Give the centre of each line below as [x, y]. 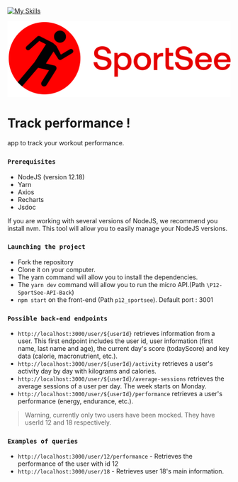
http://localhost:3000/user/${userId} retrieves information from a [116, 334]
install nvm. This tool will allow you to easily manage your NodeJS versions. [118, 228]
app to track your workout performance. [66, 143]
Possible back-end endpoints [58, 318]
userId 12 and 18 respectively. [68, 422]
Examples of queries [43, 442]
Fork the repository [46, 262]
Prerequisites [32, 162]
